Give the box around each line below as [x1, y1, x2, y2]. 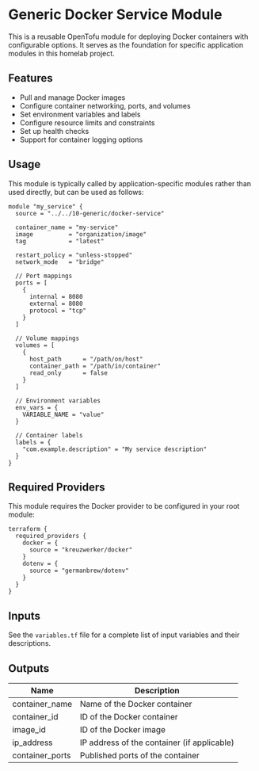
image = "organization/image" [15, 230, 147, 239]
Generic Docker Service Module [8, 6, 223, 24]
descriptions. [8, 639, 51, 648]
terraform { [8, 525, 48, 533]
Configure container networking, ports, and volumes [19, 101, 192, 110]
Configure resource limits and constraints [19, 117, 155, 128]
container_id [12, 712, 59, 722]
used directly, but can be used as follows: [8, 187, 144, 197]
